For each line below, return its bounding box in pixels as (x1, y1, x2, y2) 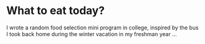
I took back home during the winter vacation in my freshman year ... (6, 30, 177, 37)
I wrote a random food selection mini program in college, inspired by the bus (6, 24, 199, 31)
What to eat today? (6, 4, 105, 18)
